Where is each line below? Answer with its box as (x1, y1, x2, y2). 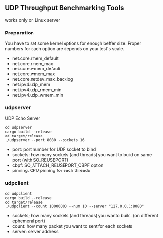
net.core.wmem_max (12, 71, 55, 77)
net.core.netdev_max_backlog (12, 76, 73, 82)
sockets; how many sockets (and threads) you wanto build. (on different (12, 212, 159, 218)
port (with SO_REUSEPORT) (12, 157, 69, 163)
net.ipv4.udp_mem (12, 81, 50, 88)
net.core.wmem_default (12, 66, 61, 72)
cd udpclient (5, 191, 32, 196)
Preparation (5, 29, 34, 36)
